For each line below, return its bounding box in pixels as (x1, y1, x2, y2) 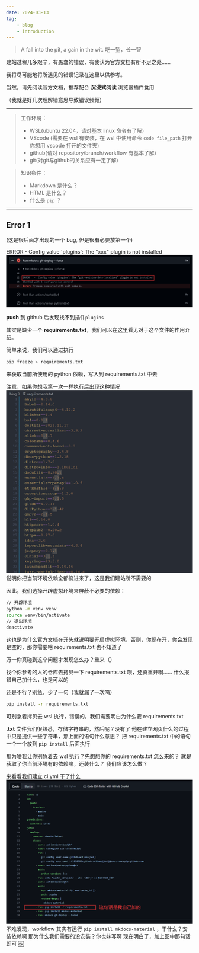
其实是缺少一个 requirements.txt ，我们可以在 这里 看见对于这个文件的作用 (6, 327, 185, 334)
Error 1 (6, 220, 31, 230)
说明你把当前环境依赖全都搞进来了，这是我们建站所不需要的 (6, 574, 152, 581)
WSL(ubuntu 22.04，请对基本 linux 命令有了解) (29, 127, 145, 135)
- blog (17, 22, 33, 28)
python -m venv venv (6, 606, 57, 612)
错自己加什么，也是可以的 (6, 676, 69, 683)
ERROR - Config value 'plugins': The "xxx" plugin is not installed (6, 248, 162, 255)
